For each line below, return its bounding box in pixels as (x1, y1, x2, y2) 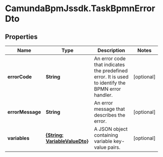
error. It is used (94, 73, 129, 80)
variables (7, 135, 30, 141)
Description (98, 47, 125, 53)
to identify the (94, 80, 126, 86)
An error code (94, 55, 126, 62)
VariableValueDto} (46, 138, 89, 144)
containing (94, 132, 118, 139)
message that (94, 105, 125, 112)
